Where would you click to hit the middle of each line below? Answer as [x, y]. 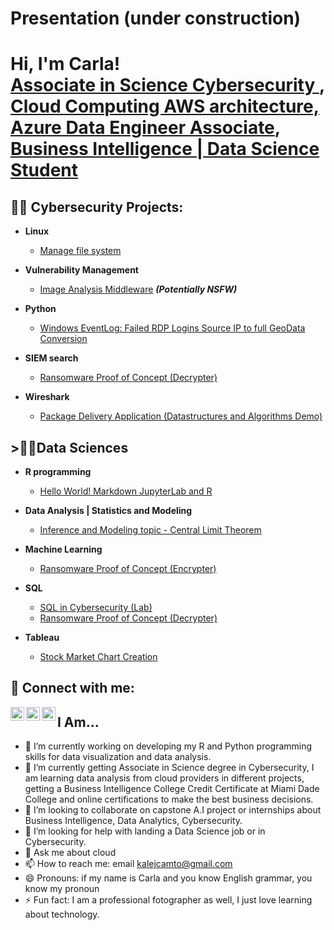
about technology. [62, 914]
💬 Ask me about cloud [70, 853]
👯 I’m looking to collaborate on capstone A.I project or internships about [173, 810]
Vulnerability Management [81, 270]
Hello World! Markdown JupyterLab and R [126, 491]
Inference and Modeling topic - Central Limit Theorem [150, 530]
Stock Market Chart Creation [98, 656]
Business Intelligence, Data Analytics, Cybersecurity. [133, 821]
